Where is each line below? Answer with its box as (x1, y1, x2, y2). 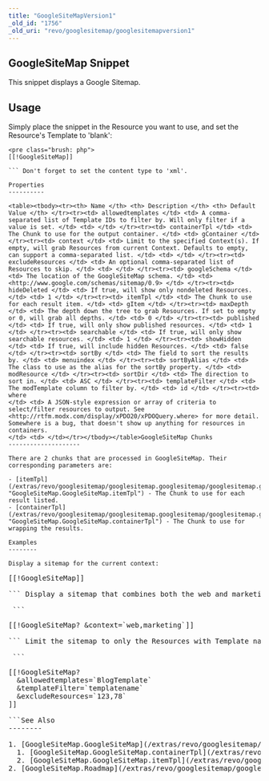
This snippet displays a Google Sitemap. (8, 78, 141, 87)
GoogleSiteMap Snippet (8, 56, 130, 70)
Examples (8, 538, 38, 546)
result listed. (8, 497, 59, 505)
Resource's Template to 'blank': (8, 131, 113, 140)
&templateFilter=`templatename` (16, 684, 144, 693)
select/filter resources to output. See (8, 405, 146, 413)
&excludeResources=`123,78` (16, 692, 127, 701)
